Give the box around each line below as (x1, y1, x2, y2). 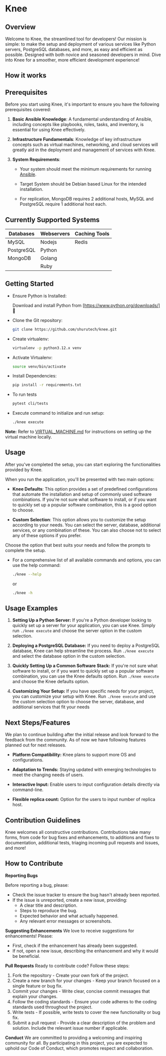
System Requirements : (12, 157, 60, 163)
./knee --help (12, 571, 42, 577)
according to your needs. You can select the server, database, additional (12, 522, 161, 528)
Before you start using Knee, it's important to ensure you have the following (5, 101, 160, 107)
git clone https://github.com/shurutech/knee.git (12, 327, 117, 332)
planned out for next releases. (5, 742, 66, 748)
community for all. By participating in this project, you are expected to (5, 1040, 148, 1046)
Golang (40, 255, 57, 262)
